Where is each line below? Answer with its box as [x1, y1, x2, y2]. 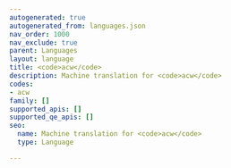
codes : [9, 80, 34, 88]
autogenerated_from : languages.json [9, 21, 146, 30]
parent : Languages [9, 46, 78, 55]
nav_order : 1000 [9, 29, 70, 38]
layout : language [9, 55, 74, 63]
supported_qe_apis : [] [9, 113, 94, 122]
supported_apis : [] [9, 105, 82, 113]
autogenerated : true [9, 13, 87, 22]
